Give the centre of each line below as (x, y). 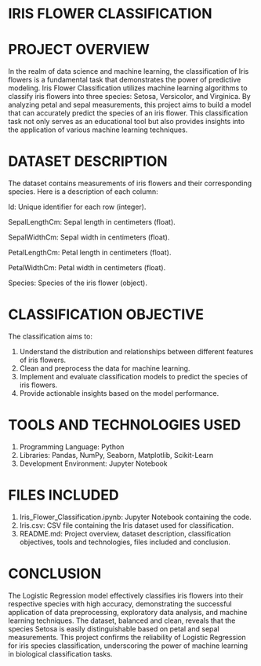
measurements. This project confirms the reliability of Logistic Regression (127, 637)
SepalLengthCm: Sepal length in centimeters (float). (92, 222)
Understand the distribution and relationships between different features (136, 351)
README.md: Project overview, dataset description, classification (125, 533)
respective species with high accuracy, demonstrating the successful (120, 604)
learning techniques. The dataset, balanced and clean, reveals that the (122, 620)
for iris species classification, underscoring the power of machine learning (128, 646)
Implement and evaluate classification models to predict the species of (134, 377)
